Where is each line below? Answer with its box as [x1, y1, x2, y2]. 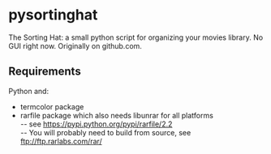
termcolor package [19, 101, 84, 111]
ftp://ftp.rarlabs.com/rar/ [19, 136, 103, 146]
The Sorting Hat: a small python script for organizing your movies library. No [8, 32, 264, 42]
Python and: [8, 86, 49, 96]
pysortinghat [8, 6, 98, 24]
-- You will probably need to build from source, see [19, 127, 191, 137]
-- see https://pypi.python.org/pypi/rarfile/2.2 [19, 119, 173, 129]
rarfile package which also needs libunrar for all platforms [19, 110, 213, 120]
